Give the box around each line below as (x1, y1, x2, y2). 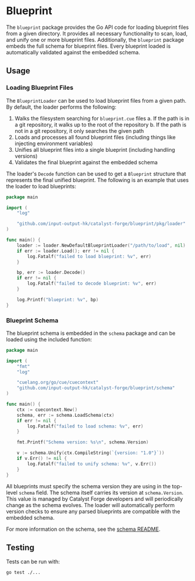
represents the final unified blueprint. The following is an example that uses (6, 176, 189, 184)
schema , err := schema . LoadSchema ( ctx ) (16, 412, 115, 418)
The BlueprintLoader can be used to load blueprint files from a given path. (6, 97, 187, 104)
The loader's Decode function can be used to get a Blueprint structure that (6, 170, 187, 177)
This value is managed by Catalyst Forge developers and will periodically (6, 495, 183, 502)
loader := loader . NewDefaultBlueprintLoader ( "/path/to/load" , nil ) (16, 242, 186, 249)
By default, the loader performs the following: (6, 103, 117, 110)
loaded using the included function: (6, 335, 92, 343)
